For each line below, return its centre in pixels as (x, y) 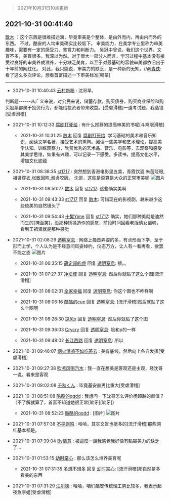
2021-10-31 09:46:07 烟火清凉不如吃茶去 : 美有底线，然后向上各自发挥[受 (89, 351)
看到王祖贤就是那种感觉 (45, 229)
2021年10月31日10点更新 (43, 8)
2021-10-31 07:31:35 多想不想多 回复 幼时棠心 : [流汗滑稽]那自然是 (88, 469)
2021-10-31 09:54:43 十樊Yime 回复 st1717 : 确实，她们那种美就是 (88, 216)
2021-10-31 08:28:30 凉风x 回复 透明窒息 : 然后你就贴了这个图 (84, 319)
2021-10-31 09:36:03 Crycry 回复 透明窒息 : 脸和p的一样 (78, 329)
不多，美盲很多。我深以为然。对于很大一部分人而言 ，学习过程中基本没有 (85, 56)
